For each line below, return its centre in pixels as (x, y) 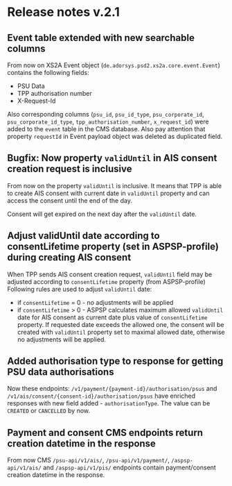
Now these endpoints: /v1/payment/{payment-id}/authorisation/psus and (112, 389)
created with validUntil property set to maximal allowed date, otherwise (121, 332)
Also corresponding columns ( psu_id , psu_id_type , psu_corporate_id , (106, 114)
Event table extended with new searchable (101, 38)
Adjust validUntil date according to (84, 236)
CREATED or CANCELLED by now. (49, 411)
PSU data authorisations (61, 372)
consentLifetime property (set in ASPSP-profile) (113, 247)
